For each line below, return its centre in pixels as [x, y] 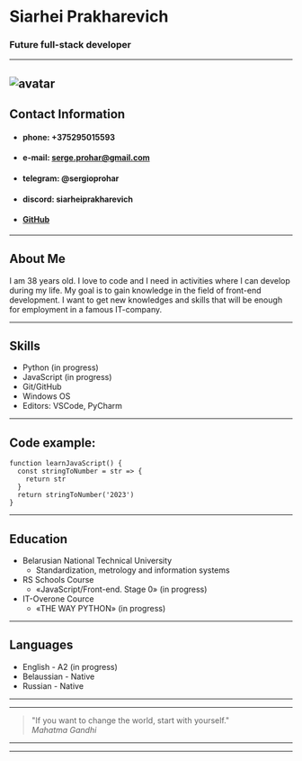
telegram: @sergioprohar [71, 178]
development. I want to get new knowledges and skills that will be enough [146, 300]
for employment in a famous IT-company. [86, 309]
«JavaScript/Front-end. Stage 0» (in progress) [121, 589]
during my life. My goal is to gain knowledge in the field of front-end [136, 290]
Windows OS [46, 396]
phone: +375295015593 [68, 137]
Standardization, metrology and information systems [133, 570]
